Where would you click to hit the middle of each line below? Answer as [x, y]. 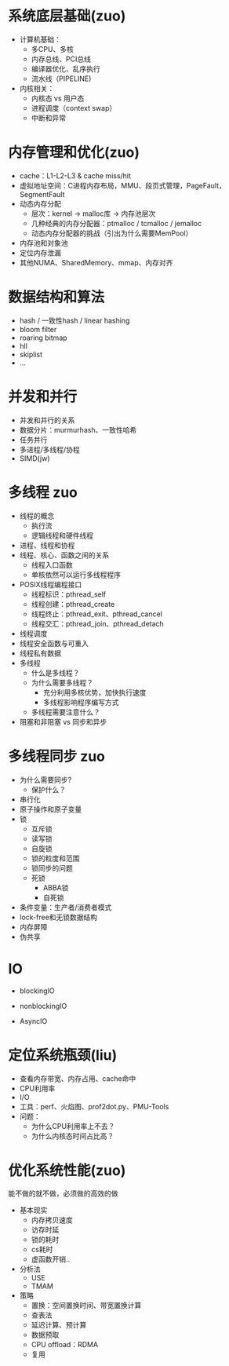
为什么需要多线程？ [62, 682]
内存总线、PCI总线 [61, 59]
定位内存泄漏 [40, 253]
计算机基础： [40, 39]
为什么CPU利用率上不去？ [73, 1126]
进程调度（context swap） [74, 108]
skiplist [31, 354]
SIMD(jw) [35, 458]
